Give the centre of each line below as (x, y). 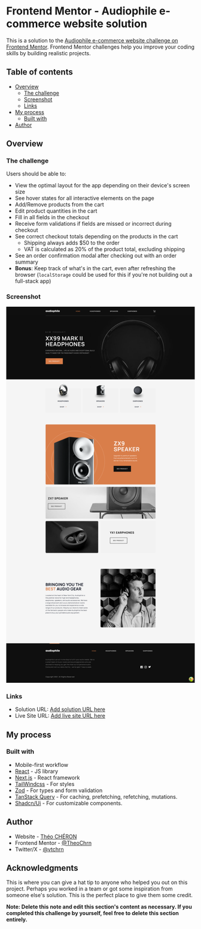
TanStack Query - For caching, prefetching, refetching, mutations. (96, 796)
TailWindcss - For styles (45, 784)
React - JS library (36, 771)
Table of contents (39, 72)
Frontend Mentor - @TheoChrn (53, 843)
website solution (105, 24)
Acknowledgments (42, 868)
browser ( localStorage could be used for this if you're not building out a (103, 275)
